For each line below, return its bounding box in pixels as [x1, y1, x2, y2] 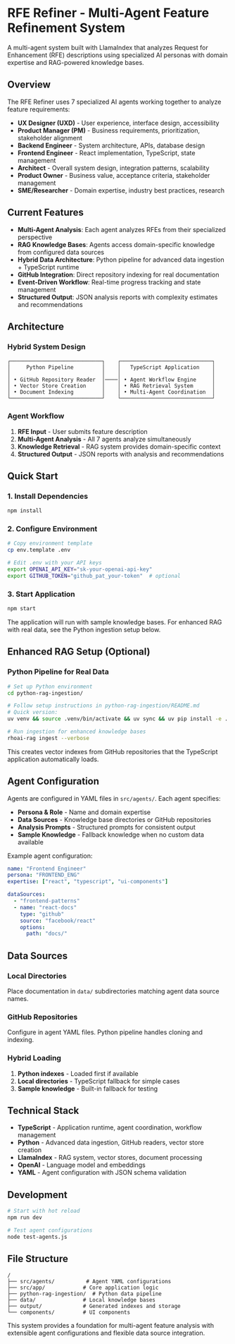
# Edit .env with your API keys [7, 559, 102, 567]
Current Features [7, 207, 84, 219]
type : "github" [20, 910, 65, 918]
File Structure [7, 1253, 68, 1265]
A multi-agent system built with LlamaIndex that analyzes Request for [7, 43, 209, 52]
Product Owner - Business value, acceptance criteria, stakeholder [17, 171, 210, 179]
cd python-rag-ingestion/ [7, 689, 83, 696]
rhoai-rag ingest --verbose [7, 734, 90, 741]
